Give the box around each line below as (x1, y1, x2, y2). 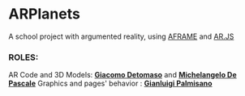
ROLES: (8, 52, 39, 63)
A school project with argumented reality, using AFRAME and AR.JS (8, 31, 234, 41)
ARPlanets (8, 5, 81, 23)
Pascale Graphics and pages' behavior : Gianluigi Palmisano (8, 78, 213, 89)
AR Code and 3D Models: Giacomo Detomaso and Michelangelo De (8, 70, 237, 80)
